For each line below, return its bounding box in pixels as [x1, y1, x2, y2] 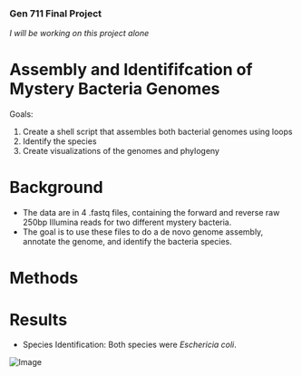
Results [9, 309, 68, 330]
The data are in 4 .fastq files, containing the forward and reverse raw [22, 207, 280, 218]
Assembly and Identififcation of [9, 60, 253, 80]
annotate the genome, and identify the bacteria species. [22, 236, 233, 247]
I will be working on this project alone [9, 28, 150, 39]
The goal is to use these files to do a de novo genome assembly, [22, 227, 264, 237]
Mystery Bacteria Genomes [9, 79, 220, 100]
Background [9, 178, 103, 198]
